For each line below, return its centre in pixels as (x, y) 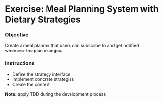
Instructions (20, 63)
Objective (17, 35)
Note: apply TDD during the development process (56, 94)
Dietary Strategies (43, 19)
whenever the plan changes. (34, 51)
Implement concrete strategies (43, 79)
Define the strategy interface (41, 74)
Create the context (31, 84)
